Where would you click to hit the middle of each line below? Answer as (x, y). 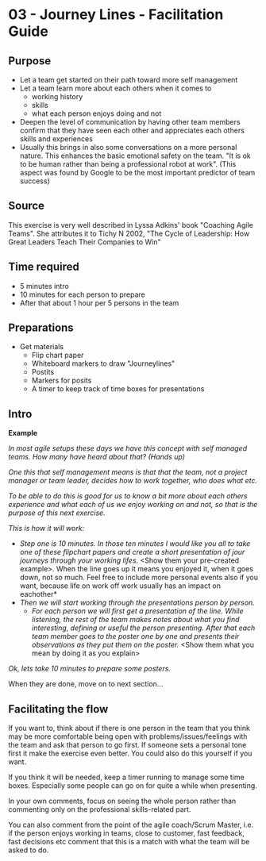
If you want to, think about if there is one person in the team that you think (129, 728)
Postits (43, 372)
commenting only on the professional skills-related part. (100, 809)
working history (57, 96)
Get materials (42, 347)
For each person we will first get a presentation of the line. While (137, 611)
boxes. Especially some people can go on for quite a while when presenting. (133, 786)
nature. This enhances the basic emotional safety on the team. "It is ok (135, 156)
